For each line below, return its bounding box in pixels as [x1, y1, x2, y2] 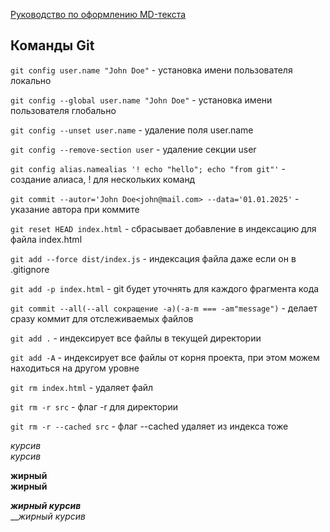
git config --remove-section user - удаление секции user [10, 143, 257, 155]
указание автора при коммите [10, 203, 140, 215]
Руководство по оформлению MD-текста [10, 9, 187, 20]
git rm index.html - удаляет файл [10, 381, 154, 393]
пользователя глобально [10, 104, 117, 116]
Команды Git [10, 37, 95, 54]
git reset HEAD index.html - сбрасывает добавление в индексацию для [10, 222, 317, 234]
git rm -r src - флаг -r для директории [10, 400, 178, 413]
